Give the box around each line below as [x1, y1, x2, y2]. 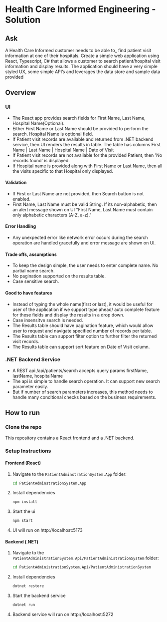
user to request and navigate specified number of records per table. [12, 328, 152, 334]
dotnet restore [12, 583, 44, 589]
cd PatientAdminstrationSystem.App [12, 481, 87, 486]
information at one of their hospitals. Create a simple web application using [5, 53, 160, 59]
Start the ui [12, 508, 35, 514]
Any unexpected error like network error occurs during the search [12, 234, 148, 241]
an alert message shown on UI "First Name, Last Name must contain [12, 206, 153, 212]
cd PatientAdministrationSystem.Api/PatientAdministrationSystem [12, 565, 151, 570]
